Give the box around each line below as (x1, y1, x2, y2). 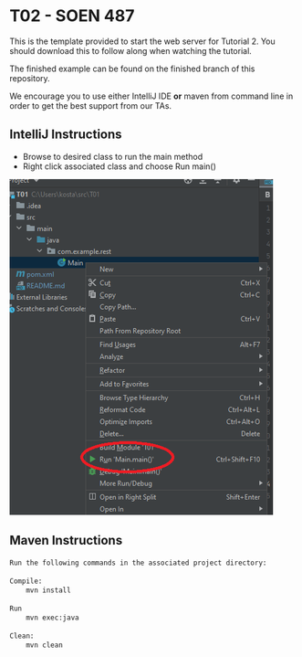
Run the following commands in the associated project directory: (9, 558, 267, 567)
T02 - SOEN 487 (9, 5, 135, 26)
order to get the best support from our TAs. (9, 100, 172, 111)
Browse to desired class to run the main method (22, 151, 203, 162)
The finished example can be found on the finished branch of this (9, 63, 255, 74)
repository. (9, 72, 50, 83)
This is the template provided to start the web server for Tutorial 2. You (9, 36, 276, 47)
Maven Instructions (9, 533, 123, 548)
